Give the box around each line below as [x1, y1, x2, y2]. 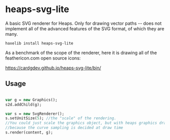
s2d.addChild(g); [5, 102, 42, 107]
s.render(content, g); [5, 130, 53, 135]
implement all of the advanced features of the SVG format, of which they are [5, 25, 164, 31]
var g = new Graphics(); [5, 97, 58, 102]
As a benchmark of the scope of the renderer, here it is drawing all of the [5, 50, 157, 56]
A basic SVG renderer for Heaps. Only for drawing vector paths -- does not [5, 20, 162, 26]
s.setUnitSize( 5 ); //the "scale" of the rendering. [5, 116, 116, 121]
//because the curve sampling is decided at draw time [5, 125, 123, 130]
